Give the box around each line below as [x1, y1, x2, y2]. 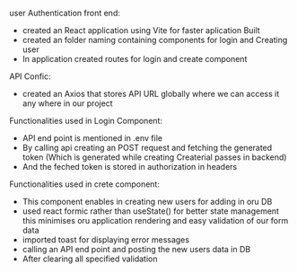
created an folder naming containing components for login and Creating [22, 35, 288, 45]
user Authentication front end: [9, 8, 121, 18]
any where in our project [22, 98, 114, 109]
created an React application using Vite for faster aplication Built [22, 25, 260, 35]
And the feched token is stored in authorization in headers [22, 162, 238, 172]
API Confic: [9, 71, 51, 82]
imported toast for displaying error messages [22, 234, 190, 245]
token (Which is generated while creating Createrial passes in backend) [22, 152, 287, 163]
